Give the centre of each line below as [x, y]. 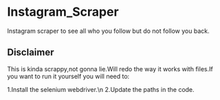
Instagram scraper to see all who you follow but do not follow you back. [108, 31]
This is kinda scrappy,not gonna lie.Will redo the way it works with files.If [110, 68]
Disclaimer [31, 52]
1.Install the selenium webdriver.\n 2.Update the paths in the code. [101, 89]
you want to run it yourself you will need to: [68, 76]
